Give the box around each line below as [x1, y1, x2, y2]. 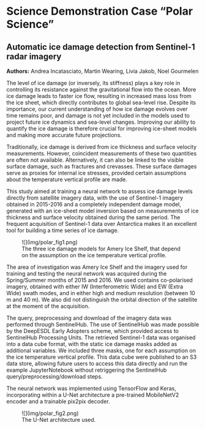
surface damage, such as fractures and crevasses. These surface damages [6, 163, 197, 170]
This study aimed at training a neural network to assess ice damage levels [6, 188, 193, 195]
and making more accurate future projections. [6, 132, 122, 138]
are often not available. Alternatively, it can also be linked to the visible [6, 156, 184, 163]
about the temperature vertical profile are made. [6, 176, 127, 183]
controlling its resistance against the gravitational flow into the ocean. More [6, 86, 196, 93]
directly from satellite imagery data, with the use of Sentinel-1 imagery [6, 194, 184, 201]
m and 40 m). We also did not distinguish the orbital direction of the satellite [6, 296, 198, 303]
